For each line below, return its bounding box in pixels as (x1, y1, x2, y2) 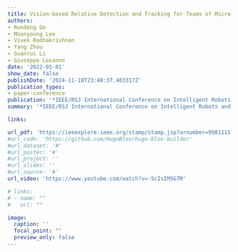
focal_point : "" (14, 227, 62, 235)
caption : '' (14, 221, 50, 228)
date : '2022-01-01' (7, 63, 66, 70)
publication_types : (7, 83, 66, 90)
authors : (7, 17, 33, 24)
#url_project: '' (7, 155, 59, 162)
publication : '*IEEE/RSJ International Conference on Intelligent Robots (7, 97, 232, 104)
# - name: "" (7, 194, 46, 201)
